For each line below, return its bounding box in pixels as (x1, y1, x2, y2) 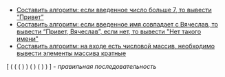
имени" (16, 35, 39, 43)
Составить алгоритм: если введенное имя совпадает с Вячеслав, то (16, 20, 218, 28)
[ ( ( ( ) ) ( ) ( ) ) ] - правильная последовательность (6, 63, 157, 70)
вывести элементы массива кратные (16, 49, 127, 57)
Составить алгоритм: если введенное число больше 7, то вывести (16, 6, 212, 14)
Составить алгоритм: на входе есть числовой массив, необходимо (16, 42, 215, 50)
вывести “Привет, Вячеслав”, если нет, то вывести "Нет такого (16, 27, 202, 35)
